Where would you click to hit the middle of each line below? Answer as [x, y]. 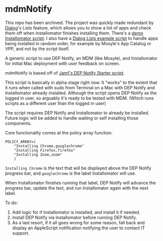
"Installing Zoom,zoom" [38, 155]
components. [18, 123]
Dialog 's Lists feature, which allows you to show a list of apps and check [78, 27]
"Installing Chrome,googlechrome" [49, 146]
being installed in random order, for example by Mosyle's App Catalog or [78, 43]
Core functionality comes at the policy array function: [59, 133]
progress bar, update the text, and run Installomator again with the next [77, 188]
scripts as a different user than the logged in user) [56, 103]
